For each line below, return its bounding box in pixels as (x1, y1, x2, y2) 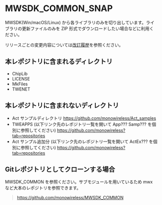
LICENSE (12, 76, 30, 81)
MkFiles (12, 81, 28, 87)
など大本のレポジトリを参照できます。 (5, 185, 81, 191)
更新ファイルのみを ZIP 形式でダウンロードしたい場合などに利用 (21, 25, 150, 32)
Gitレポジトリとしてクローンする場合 (5, 165, 115, 173)
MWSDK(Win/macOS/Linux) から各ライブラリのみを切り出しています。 (5, 19, 147, 25)
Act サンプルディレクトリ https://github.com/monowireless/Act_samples (12, 115, 156, 121)
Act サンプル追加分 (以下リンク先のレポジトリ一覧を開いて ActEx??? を (12, 139, 153, 144)
